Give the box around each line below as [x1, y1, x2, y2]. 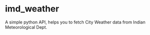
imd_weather [5, 3, 59, 14]
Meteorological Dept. [5, 24, 47, 30]
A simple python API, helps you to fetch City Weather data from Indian [5, 19, 146, 25]
